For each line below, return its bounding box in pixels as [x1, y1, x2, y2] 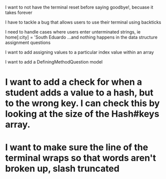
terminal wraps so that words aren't [5, 152, 156, 164]
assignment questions [5, 39, 51, 45]
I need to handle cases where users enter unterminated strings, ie [5, 29, 141, 34]
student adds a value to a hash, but [5, 87, 153, 98]
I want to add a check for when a [5, 76, 142, 88]
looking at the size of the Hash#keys [5, 108, 159, 119]
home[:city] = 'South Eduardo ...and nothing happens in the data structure [5, 34, 157, 40]
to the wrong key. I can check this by [5, 97, 160, 109]
